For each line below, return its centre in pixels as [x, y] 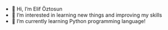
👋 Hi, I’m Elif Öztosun [37, 9]
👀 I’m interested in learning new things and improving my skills [87, 15]
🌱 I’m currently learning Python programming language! [78, 21]
